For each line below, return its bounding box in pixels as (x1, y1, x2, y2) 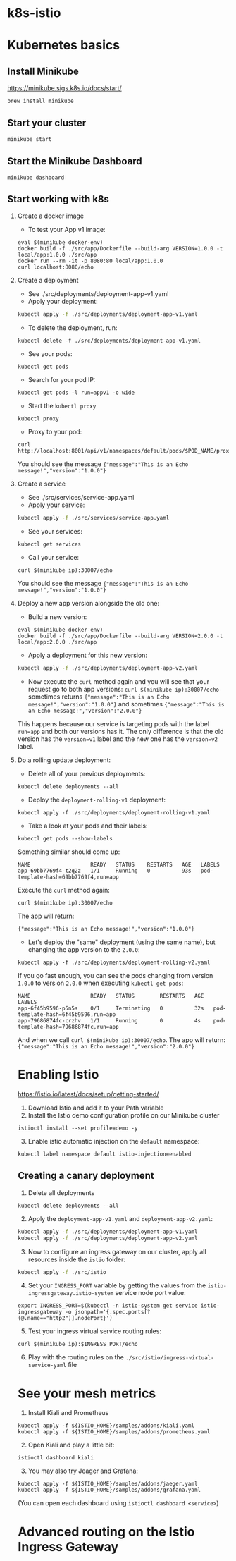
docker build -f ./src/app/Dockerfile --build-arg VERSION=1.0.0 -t (17, 245, 223, 252)
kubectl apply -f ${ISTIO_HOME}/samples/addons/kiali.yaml (17, 1422, 195, 1429)
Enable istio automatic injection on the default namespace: (27, 1137, 200, 1145)
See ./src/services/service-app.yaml (27, 494, 135, 502)
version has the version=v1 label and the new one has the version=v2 (17, 735, 218, 743)
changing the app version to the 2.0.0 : (27, 945, 140, 953)
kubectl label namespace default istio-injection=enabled (17, 1151, 192, 1158)
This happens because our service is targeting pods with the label (17, 720, 210, 728)
